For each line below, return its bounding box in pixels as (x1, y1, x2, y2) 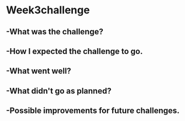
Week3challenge (6, 3, 90, 17)
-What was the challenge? (6, 27, 104, 37)
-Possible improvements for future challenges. (6, 106, 180, 116)
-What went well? (6, 66, 72, 76)
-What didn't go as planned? (6, 86, 112, 96)
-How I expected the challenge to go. (6, 46, 143, 56)
